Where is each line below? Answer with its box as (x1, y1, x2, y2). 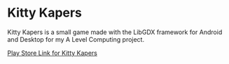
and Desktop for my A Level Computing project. (7, 35, 145, 43)
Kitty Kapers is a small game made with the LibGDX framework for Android (7, 28, 223, 36)
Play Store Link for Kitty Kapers (7, 49, 98, 57)
